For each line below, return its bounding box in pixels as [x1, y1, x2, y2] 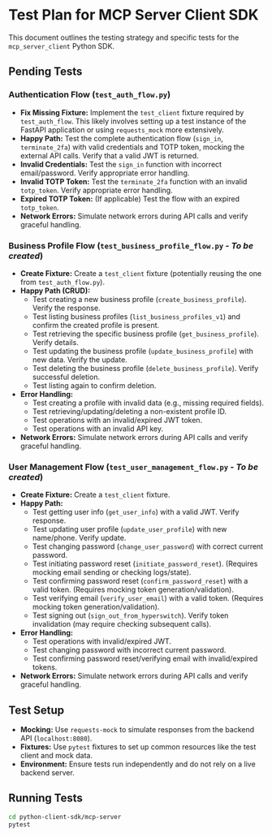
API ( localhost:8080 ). [19, 733, 93, 744]
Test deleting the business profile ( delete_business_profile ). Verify [32, 363, 259, 373]
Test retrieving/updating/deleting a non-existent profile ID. [32, 406, 227, 416]
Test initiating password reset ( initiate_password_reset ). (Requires [32, 559, 258, 569]
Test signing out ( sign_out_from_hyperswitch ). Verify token [32, 610, 229, 620]
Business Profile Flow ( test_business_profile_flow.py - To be [8, 239, 254, 251]
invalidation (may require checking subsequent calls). [32, 619, 212, 629]
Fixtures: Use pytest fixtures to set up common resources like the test [19, 742, 257, 752]
